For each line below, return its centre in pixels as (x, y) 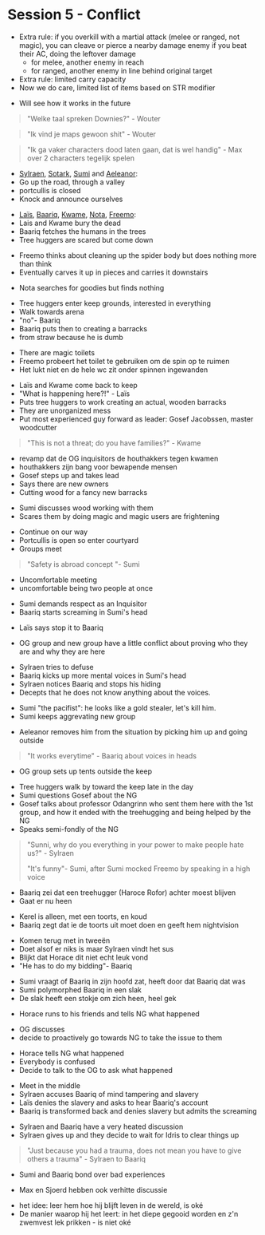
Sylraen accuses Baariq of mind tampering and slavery (109, 1094)
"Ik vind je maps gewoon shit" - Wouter (92, 134)
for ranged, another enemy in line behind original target (121, 70)
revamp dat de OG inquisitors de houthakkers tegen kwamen (119, 458)
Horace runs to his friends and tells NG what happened (109, 1013)
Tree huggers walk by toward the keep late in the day (106, 786)
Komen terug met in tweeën (64, 940)
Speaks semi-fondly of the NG (68, 829)
